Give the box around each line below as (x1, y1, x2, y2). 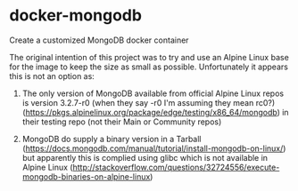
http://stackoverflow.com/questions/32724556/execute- (72, 162, 280, 172)
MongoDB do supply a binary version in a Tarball (21, 133, 202, 144)
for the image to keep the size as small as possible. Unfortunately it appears (9, 61, 288, 72)
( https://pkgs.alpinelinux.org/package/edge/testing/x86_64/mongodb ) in (21, 107, 289, 117)
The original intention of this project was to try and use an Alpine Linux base (9, 52, 290, 62)
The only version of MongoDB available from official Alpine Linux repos (21, 88, 284, 99)
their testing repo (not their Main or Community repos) (21, 116, 222, 127)
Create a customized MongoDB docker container (9, 35, 189, 45)
